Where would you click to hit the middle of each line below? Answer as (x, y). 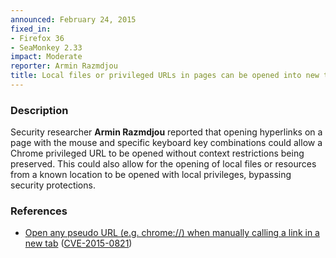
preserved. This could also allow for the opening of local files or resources (163, 164)
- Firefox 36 (37, 38)
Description (39, 110)
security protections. (53, 185)
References (39, 211)
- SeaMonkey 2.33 (46, 47)
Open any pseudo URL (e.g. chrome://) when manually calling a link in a (172, 233)
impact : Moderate (46, 57)
